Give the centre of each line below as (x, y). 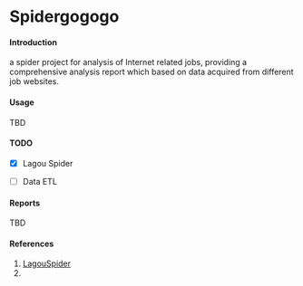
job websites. (34, 81)
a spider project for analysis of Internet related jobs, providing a (128, 62)
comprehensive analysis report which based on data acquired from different (151, 72)
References (32, 243)
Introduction (33, 42)
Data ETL (39, 181)
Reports (25, 203)
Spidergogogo (64, 17)
